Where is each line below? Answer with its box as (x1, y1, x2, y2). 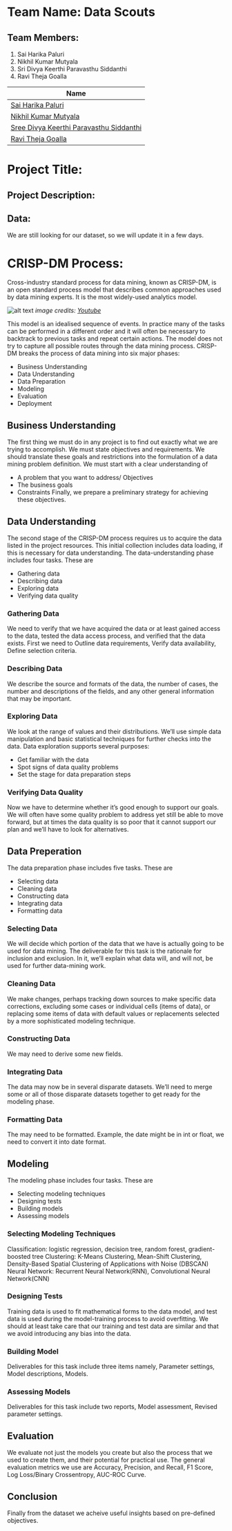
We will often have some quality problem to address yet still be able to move (7, 811, 224, 819)
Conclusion (7, 1490, 58, 1503)
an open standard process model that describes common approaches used (7, 285, 222, 294)
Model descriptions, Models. (7, 1370, 88, 1378)
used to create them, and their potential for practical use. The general (7, 1456, 205, 1465)
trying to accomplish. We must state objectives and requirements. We (7, 445, 205, 454)
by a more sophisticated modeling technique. (7, 1017, 136, 1025)
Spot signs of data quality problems (17, 762, 119, 771)
